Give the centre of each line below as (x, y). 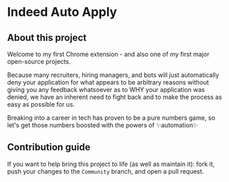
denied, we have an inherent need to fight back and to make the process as (115, 97)
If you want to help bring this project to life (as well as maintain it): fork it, (111, 164)
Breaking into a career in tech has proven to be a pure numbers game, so (111, 118)
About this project (47, 38)
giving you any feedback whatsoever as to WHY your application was (106, 90)
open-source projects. (39, 62)
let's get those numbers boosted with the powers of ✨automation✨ (103, 125)
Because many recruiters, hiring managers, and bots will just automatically (113, 75)
